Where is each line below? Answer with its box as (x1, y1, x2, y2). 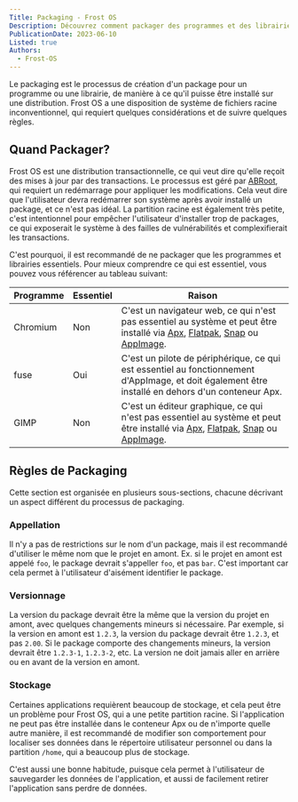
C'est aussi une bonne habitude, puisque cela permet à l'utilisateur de (9, 764, 265, 774)
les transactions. (9, 232, 70, 243)
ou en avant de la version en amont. (9, 657, 140, 668)
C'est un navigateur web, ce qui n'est (121, 304, 277, 317)
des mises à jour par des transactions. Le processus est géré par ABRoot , (9, 175, 278, 186)
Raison (187, 289, 218, 301)
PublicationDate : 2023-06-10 (9, 29, 117, 38)
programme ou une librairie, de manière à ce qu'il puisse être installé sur (9, 88, 274, 99)
